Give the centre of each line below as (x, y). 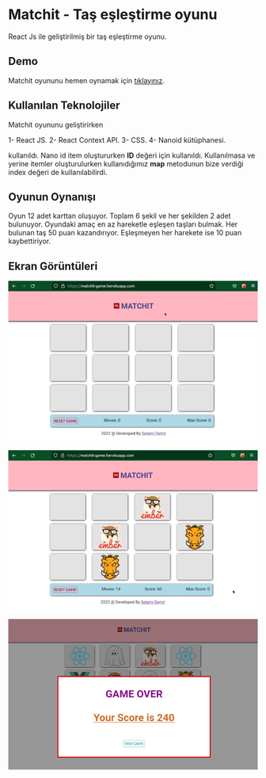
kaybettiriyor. (30, 241)
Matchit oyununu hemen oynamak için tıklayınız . (86, 80)
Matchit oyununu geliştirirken (56, 124)
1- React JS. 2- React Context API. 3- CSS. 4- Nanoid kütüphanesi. (117, 139)
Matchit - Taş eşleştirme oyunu (113, 15)
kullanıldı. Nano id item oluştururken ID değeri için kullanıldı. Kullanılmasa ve (132, 155)
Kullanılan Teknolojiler (64, 106)
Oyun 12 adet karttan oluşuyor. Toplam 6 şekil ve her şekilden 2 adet (120, 216)
